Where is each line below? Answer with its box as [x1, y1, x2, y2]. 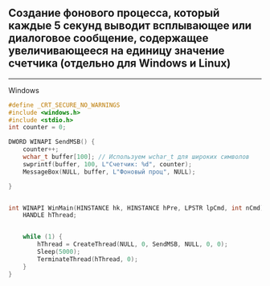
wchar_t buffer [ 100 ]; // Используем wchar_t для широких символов [22, 153, 250, 161]
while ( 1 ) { [22, 233, 63, 241]
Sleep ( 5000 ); [37, 248, 81, 256]
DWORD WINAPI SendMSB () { [8, 138, 95, 146]
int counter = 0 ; [8, 124, 67, 132]
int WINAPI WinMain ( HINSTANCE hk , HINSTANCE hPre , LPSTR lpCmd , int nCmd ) [8, 204, 264, 212]
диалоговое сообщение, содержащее [8, 31, 209, 45]
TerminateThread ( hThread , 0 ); [37, 255, 138, 264]
